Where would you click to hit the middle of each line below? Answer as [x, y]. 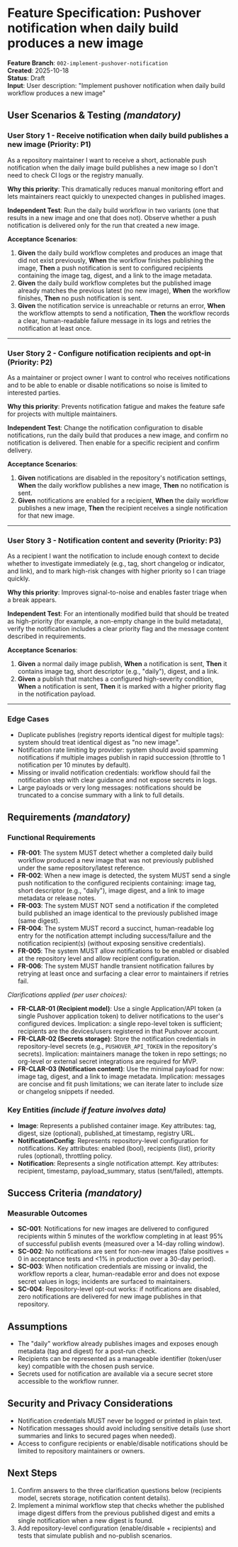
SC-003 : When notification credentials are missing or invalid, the [112, 1267]
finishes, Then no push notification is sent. [80, 298]
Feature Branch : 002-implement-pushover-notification [88, 62]
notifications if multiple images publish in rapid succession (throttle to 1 [121, 757]
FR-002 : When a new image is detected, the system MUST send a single [124, 875]
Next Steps [32, 1474]
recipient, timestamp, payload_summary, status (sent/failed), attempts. [121, 1171]
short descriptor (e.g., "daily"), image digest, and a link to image [111, 891]
